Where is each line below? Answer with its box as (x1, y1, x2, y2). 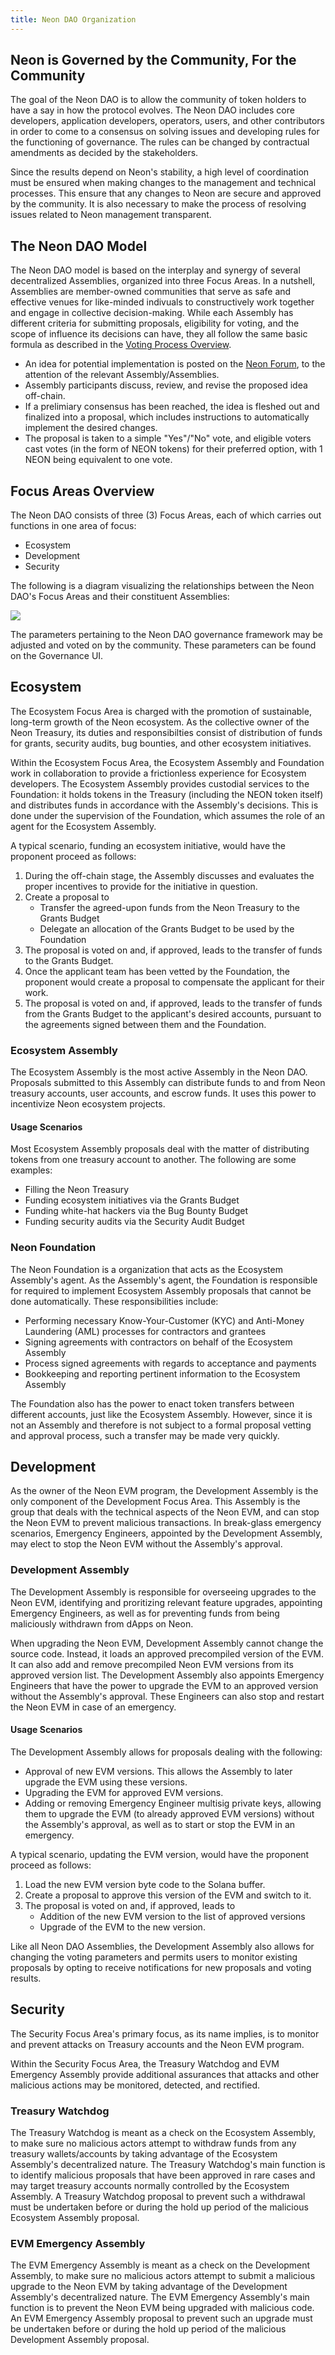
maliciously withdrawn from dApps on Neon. (10, 1617, 194, 1630)
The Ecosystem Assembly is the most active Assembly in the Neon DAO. (10, 1066, 308, 1078)
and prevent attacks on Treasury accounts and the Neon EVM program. (10, 2038, 305, 2050)
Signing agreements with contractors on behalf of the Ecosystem (24, 1336, 293, 1348)
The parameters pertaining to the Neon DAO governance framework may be (10, 629, 323, 641)
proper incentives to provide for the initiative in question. (24, 880, 258, 892)
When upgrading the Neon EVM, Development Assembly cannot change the (10, 1637, 324, 1649)
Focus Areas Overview (10, 482, 155, 500)
